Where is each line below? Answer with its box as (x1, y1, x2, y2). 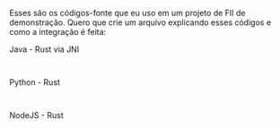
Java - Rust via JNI (9, 44, 80, 55)
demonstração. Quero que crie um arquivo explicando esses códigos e (9, 17, 272, 28)
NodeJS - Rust (9, 110, 65, 120)
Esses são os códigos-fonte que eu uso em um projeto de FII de (9, 8, 246, 18)
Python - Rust (9, 77, 61, 88)
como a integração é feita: (9, 27, 107, 37)
